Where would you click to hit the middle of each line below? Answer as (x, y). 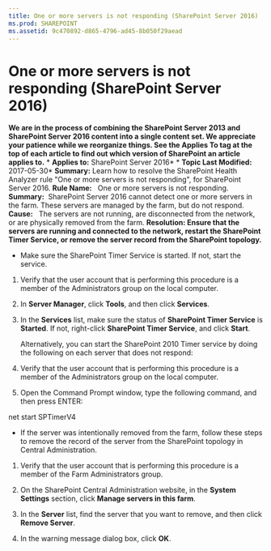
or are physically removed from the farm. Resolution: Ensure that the (124, 223)
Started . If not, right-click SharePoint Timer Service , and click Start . (135, 328)
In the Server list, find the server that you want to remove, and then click (141, 515)
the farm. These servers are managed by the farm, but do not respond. (126, 205)
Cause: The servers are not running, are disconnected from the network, (132, 214)
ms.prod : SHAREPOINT (43, 23)
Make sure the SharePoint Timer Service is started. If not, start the (130, 255)
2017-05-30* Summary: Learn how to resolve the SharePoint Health (123, 171)
